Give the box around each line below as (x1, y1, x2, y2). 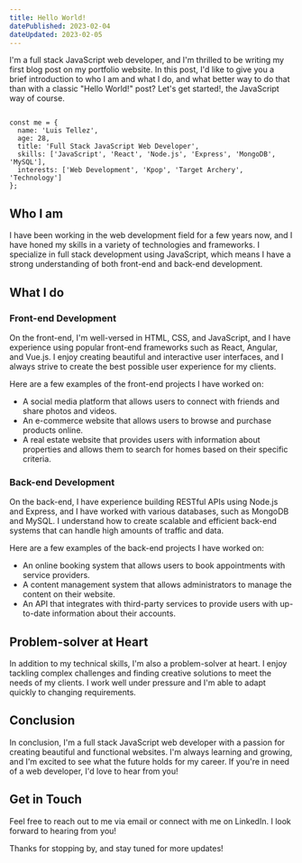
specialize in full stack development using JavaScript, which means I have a (9, 249, 291, 260)
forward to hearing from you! (9, 825, 117, 836)
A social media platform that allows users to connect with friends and (22, 396, 280, 407)
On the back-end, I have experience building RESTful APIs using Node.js (9, 497, 279, 508)
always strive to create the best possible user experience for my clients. (9, 361, 277, 372)
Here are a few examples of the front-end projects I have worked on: (9, 378, 264, 389)
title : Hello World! (9, 13, 87, 23)
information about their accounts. (52, 608, 176, 619)
